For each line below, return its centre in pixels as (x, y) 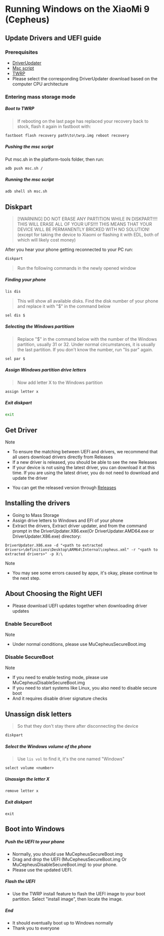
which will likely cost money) (46, 240)
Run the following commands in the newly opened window (77, 268)
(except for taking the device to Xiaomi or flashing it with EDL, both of (88, 235)
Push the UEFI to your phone (35, 841)
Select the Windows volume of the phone (48, 746)
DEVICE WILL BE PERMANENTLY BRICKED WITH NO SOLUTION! (83, 230)
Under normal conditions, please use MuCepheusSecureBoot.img (79, 644)
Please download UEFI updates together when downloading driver (80, 606)
